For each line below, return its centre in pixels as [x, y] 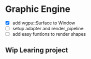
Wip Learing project [37, 50]
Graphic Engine [38, 9]
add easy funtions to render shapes [49, 34]
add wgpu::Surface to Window [44, 23]
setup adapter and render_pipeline [48, 29]
